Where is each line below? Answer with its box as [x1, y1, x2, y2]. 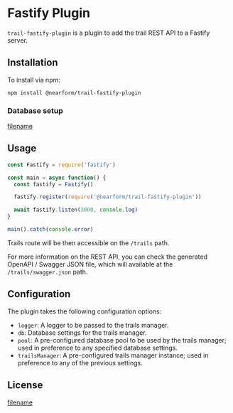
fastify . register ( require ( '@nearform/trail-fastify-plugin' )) [13, 193, 202, 200]
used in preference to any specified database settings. [17, 343, 178, 352]
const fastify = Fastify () [13, 181, 94, 188]
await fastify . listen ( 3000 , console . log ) [13, 206, 139, 214]
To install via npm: [7, 75, 60, 84]
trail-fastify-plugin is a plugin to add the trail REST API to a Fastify [7, 28, 210, 37]
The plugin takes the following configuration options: [7, 307, 162, 316]
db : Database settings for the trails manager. [17, 328, 147, 337]
